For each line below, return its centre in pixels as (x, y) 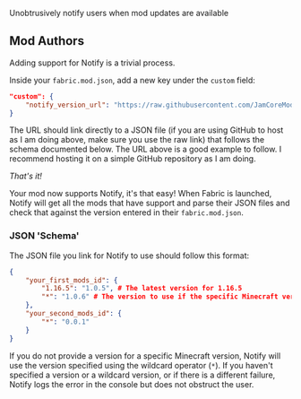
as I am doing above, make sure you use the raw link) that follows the (137, 140)
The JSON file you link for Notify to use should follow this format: (129, 256)
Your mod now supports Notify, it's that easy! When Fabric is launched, (141, 194)
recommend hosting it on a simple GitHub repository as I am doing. (133, 159)
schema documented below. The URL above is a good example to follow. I (146, 149)
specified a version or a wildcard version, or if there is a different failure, (142, 375)
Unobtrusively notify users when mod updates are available (119, 13)
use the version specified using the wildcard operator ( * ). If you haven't (141, 365)
